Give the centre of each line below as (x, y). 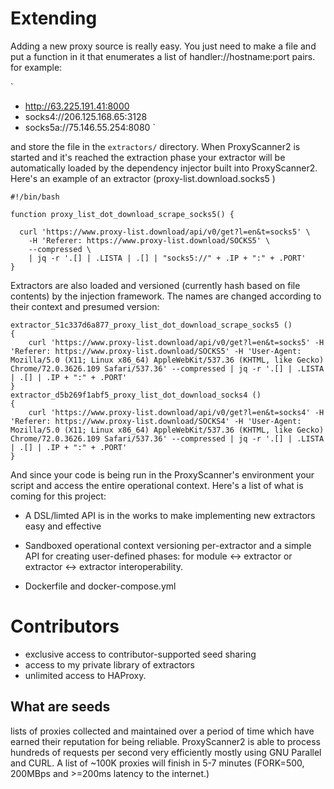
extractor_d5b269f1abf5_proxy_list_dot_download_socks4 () (136, 395)
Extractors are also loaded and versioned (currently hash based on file (155, 285)
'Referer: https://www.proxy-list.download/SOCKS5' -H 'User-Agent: (156, 351)
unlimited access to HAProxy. (85, 675)
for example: (36, 67)
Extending (54, 18)
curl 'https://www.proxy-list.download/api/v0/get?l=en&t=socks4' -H (176, 412)
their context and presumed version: (85, 306)
